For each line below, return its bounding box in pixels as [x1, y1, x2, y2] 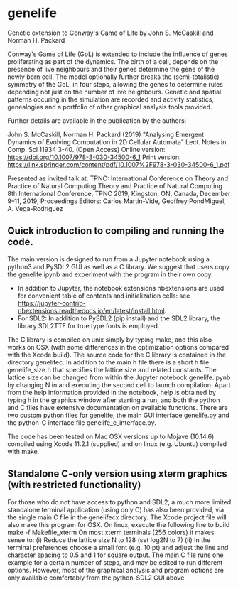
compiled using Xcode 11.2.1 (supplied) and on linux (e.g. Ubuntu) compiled [7, 439, 227, 448]
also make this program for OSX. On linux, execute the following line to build [7, 520, 230, 529]
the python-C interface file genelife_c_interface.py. [7, 418, 156, 427]
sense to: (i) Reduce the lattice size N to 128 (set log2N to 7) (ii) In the [7, 535, 211, 544]
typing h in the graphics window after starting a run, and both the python [7, 396, 220, 404]
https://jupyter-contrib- [17, 298, 87, 307]
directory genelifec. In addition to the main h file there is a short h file [7, 357, 210, 367]
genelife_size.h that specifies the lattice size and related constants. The [7, 365, 217, 374]
